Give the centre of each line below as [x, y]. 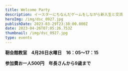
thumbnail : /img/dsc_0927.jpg [37, 33]
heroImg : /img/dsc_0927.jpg [34, 19]
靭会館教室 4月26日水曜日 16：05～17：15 [52, 52]
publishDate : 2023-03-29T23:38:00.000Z [47, 24]
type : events [19, 38]
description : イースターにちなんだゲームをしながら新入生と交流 [64, 14]
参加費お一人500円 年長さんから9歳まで [48, 63]
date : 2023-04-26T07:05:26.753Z [39, 28]
